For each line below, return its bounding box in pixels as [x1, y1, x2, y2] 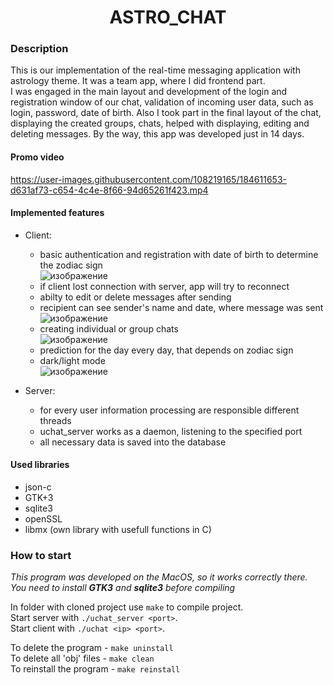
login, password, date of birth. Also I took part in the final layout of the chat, [10, 107, 322, 119]
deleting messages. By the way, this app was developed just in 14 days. [10, 128, 305, 140]
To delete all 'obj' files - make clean [10, 652, 155, 665]
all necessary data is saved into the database [39, 436, 227, 448]
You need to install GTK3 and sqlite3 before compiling [10, 582, 236, 594]
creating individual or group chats [39, 322, 179, 335]
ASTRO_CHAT [109, 6, 227, 29]
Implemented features [10, 207, 105, 219]
